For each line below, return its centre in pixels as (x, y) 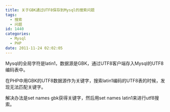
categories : (18, 34)
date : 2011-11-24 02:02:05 (34, 48)
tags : (11, 15)
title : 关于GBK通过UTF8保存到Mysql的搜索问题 (50, 10)
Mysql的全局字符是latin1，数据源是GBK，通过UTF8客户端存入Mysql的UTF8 (84, 63)
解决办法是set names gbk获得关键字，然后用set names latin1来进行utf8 (80, 98)
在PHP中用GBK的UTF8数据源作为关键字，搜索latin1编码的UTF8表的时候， (83, 80)
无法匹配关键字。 (28, 87)
